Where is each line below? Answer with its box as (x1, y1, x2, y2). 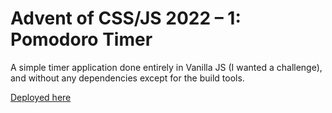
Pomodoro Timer (10, 28, 153, 51)
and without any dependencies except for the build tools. (10, 72, 245, 84)
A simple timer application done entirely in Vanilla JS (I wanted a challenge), (10, 61, 323, 73)
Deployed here (10, 91, 72, 103)
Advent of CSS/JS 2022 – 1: (10, 7, 242, 30)
